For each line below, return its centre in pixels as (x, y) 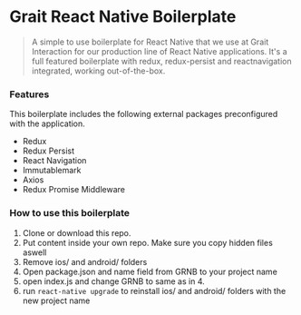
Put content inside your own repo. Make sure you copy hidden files (148, 242)
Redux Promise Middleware (73, 190)
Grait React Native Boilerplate (123, 17)
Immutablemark (52, 171)
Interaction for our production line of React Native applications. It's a (159, 51)
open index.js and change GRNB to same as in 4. (114, 281)
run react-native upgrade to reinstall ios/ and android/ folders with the (154, 290)
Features (29, 94)
